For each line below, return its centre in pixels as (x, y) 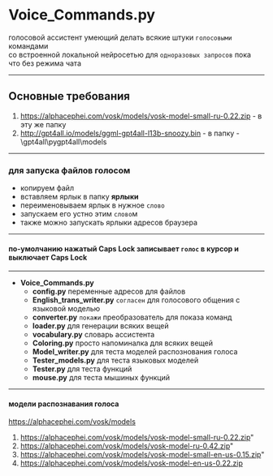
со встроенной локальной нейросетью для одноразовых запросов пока (130, 54)
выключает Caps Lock (48, 257)
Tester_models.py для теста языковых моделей (115, 360)
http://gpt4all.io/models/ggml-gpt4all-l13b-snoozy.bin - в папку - (130, 133)
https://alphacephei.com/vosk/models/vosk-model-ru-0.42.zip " (127, 446)
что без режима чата (45, 63)
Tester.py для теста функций (82, 369)
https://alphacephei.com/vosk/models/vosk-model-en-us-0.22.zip (132, 463)
